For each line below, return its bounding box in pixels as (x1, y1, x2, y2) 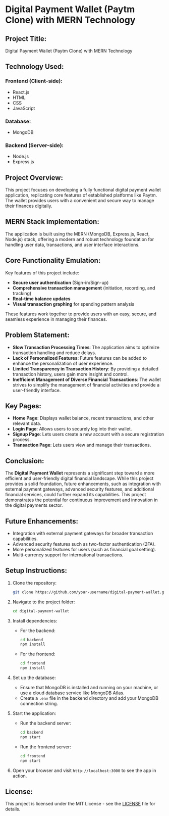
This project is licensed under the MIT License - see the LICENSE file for (5, 801, 155, 807)
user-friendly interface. (12, 387, 61, 393)
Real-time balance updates (12, 296, 71, 302)
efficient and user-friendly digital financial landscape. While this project (5, 475, 154, 482)
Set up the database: (12, 675, 57, 681)
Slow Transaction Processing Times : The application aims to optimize (12, 344, 160, 350)
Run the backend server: (20, 720, 72, 726)
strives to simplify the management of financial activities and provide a (12, 381, 160, 388)
